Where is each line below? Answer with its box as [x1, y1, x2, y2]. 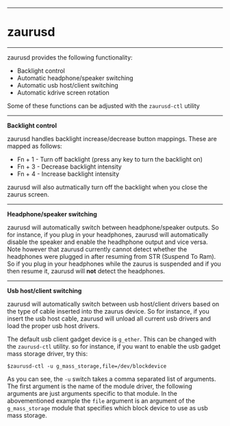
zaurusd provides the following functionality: [7, 53, 133, 62]
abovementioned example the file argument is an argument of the [7, 397, 195, 405]
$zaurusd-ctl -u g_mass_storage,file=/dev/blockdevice [7, 362, 167, 370]
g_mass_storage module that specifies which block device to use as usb [7, 403, 209, 412]
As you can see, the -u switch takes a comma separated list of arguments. [7, 375, 216, 383]
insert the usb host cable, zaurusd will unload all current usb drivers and [7, 314, 211, 323]
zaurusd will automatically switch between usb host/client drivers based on [7, 299, 220, 308]
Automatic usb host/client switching [16, 81, 118, 89]
